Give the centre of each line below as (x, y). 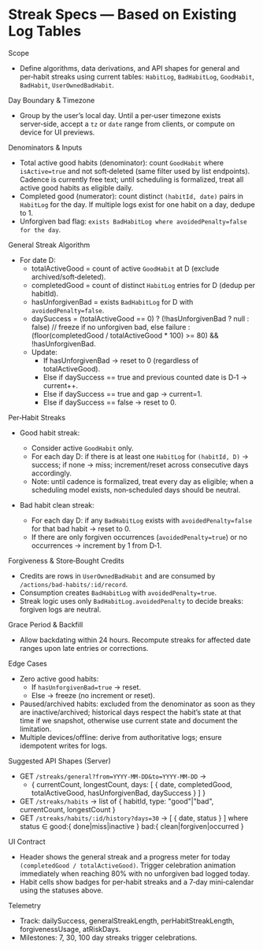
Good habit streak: (50, 432)
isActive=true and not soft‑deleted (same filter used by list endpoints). (135, 171)
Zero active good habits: (59, 678)
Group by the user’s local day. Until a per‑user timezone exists (120, 115)
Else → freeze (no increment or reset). (93, 695)
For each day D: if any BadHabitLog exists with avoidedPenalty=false (142, 520)
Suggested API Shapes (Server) (60, 760)
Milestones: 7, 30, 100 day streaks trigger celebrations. (108, 937)
